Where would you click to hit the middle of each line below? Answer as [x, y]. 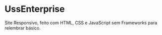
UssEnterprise [35, 9]
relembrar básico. [23, 28]
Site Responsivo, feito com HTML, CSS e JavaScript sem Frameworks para [81, 23]
